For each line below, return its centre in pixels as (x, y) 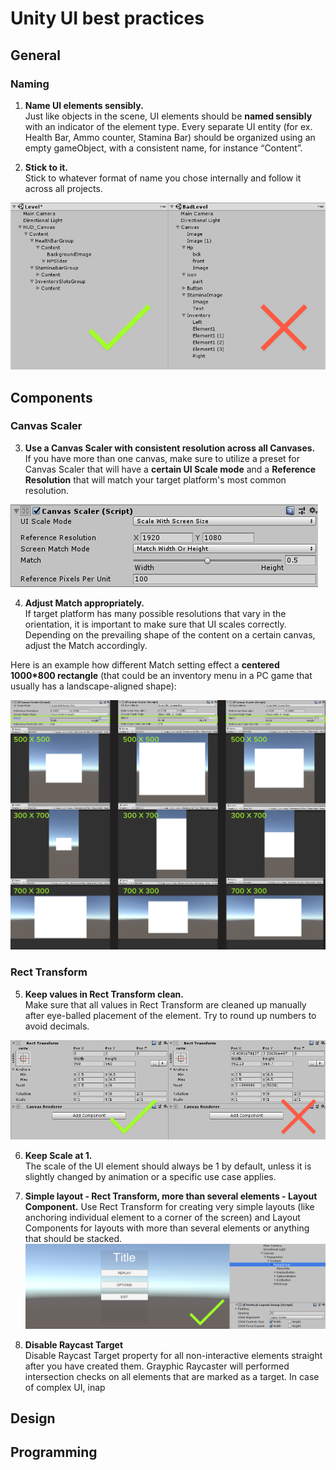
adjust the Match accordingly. (86, 645)
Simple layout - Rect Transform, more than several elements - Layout (171, 1196)
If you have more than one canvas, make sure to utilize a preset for (162, 458)
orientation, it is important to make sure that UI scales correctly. (155, 624)
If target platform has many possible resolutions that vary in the (155, 613)
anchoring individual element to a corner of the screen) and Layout (162, 1218)
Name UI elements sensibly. (84, 105)
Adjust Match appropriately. (84, 603)
